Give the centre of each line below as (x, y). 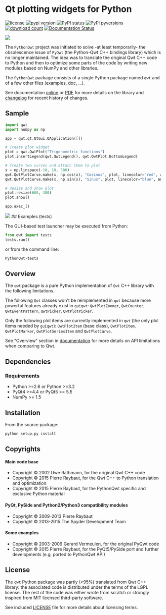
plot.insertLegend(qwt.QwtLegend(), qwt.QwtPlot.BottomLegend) (72, 157)
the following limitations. (30, 291)
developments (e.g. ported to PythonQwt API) (59, 554)
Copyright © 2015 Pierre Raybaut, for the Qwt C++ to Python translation (85, 478)
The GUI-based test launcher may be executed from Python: (67, 226)
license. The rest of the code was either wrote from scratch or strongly (77, 592)
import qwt (16, 125)
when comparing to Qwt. (30, 346)
